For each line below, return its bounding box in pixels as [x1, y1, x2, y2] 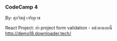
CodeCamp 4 [5, 3, 38, 10]
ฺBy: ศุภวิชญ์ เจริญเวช [5, 15, 41, 21]
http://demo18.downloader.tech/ [5, 30, 71, 36]
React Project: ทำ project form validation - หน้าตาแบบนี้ [5, 25, 112, 31]
